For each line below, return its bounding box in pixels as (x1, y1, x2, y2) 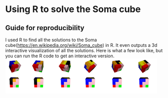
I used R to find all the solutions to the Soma (5, 37, 97, 43)
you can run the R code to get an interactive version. (5, 53, 115, 59)
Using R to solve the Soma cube (5, 4, 141, 15)
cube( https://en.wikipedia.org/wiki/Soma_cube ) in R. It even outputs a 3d (5, 42, 158, 48)
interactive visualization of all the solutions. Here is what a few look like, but (5, 48, 163, 53)
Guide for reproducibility (5, 24, 85, 32)
